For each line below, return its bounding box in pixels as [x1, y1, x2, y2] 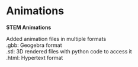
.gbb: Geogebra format [6, 42, 62, 49]
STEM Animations [6, 24, 52, 31]
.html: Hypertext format [6, 54, 63, 61]
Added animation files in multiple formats [6, 35, 107, 42]
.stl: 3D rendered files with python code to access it [6, 47, 132, 55]
